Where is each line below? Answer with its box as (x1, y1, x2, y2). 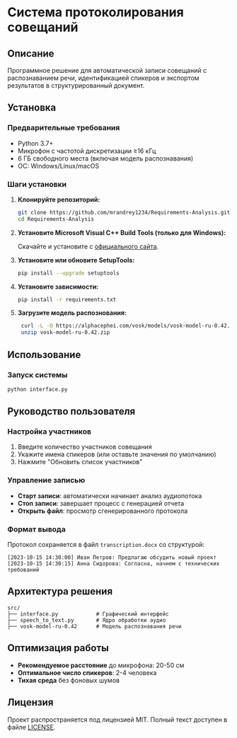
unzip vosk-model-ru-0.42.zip (21, 329, 110, 336)
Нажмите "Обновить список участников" (17, 458, 143, 466)
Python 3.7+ (17, 139, 54, 147)
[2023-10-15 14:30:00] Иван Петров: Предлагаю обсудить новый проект (7, 554, 217, 561)
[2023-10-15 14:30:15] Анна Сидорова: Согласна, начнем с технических (7, 560, 220, 567)
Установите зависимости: (17, 282, 99, 291)
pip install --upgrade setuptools (17, 270, 120, 277)
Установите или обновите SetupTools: (17, 255, 135, 264)
